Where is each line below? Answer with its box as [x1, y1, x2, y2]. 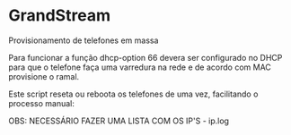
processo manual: [8, 97, 75, 108]
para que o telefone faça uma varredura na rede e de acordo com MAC [8, 62, 271, 72]
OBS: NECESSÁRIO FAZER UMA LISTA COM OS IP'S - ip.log [8, 115, 230, 126]
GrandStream [8, 5, 111, 26]
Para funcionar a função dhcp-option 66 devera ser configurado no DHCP [8, 52, 283, 63]
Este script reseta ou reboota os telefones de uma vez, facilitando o [8, 89, 259, 99]
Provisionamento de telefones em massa [8, 35, 159, 46]
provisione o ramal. [8, 71, 80, 81]
